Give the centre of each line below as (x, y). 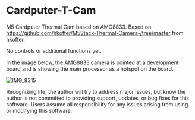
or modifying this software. (39, 110)
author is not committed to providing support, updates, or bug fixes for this (97, 98)
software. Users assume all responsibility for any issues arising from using (97, 104)
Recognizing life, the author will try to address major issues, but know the (96, 91)
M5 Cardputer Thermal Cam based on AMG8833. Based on (79, 27)
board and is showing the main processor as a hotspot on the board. (90, 68)
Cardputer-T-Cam (51, 10)
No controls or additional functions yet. (54, 50)
